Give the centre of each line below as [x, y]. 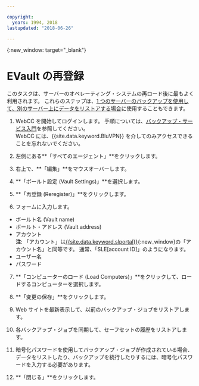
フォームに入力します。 [44, 207]
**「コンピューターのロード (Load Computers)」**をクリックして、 [98, 277]
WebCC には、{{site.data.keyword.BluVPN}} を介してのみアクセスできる [104, 136]
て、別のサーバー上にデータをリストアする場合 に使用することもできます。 [98, 108]
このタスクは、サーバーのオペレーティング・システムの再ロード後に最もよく [100, 94]
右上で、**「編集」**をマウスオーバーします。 [72, 169]
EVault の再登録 [45, 76]
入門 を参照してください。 [57, 129]
